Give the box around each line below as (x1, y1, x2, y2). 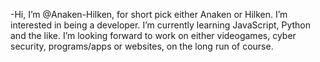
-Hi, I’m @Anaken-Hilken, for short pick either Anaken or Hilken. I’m (10, 9, 288, 20)
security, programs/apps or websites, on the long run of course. (10, 40, 274, 52)
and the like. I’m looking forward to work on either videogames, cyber (10, 30, 297, 41)
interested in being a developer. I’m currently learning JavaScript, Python (10, 19, 312, 31)
